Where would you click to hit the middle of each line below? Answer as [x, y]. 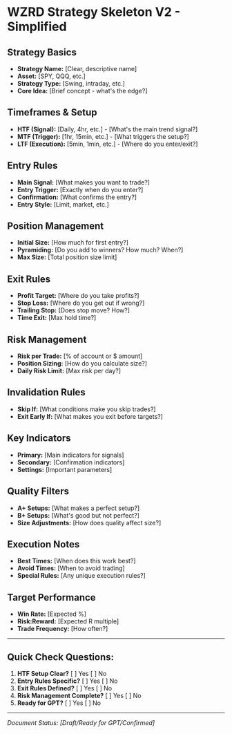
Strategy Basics [42, 52]
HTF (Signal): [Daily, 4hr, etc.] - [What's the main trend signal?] [107, 129]
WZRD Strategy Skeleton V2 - [94, 12]
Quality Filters [38, 491]
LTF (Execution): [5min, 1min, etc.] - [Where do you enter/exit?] [107, 144]
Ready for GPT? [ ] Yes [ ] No [59, 703]
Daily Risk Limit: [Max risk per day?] [69, 371]
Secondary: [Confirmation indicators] [71, 462]
